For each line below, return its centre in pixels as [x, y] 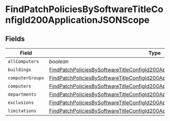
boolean [59, 62]
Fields [15, 39]
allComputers [24, 62]
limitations [22, 111]
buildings [19, 70]
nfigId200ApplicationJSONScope [77, 20]
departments [22, 94]
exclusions [21, 103]
